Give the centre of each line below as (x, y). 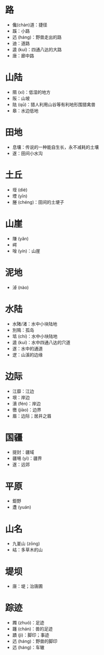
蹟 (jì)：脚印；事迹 (31, 635)
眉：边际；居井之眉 (32, 416)
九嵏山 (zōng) (26, 544)
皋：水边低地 (25, 110)
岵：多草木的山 (27, 550)
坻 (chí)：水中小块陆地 (35, 336)
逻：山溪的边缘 (27, 354)
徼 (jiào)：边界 (27, 410)
